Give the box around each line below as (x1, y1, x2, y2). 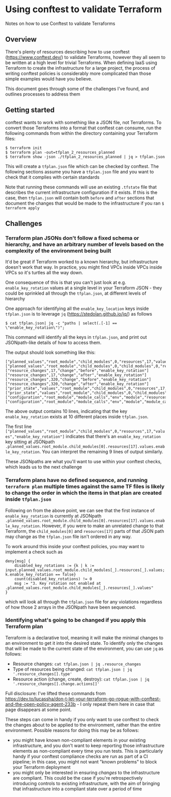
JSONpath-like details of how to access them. (5, 339, 102, 346)
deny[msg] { (5, 558, 31, 563)
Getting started (5, 106, 55, 115)
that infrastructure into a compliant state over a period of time (12, 785, 142, 792)
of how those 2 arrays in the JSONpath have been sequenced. (5, 604, 136, 610)
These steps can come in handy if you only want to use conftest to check (5, 716, 159, 722)
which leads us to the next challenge (5, 464, 82, 470)
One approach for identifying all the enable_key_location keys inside (5, 305, 149, 311)
